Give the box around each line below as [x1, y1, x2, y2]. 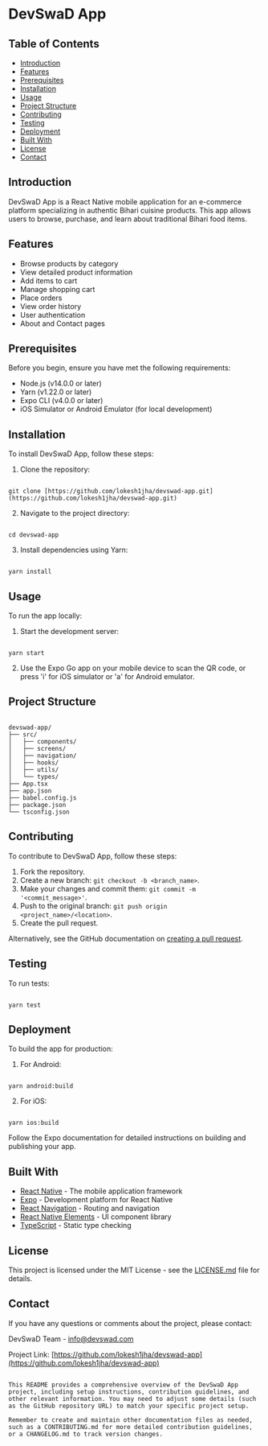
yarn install [8, 568, 52, 576]
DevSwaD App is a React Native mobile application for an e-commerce [8, 196, 242, 206]
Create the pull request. [19, 918, 99, 928]
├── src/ [8, 730, 38, 739]
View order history [19, 301, 82, 311]
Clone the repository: [19, 464, 91, 475]
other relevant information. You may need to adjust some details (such [8, 1395, 257, 1403]
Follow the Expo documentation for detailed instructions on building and [8, 1133, 246, 1143]
